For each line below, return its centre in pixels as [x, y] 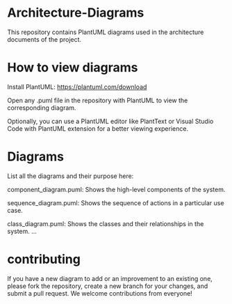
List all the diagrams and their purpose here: [71, 176]
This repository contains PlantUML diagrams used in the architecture [106, 32]
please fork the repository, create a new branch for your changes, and [108, 286]
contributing [44, 259]
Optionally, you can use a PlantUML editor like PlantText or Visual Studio [110, 121]
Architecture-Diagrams [76, 13]
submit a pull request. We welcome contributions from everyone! [100, 293]
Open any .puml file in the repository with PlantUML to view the [98, 100]
